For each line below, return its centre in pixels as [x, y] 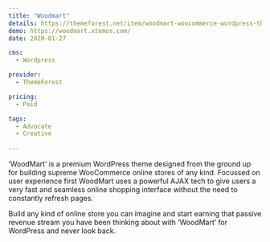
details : [23, 23]
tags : [17, 119]
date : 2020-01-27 [37, 38]
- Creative [34, 133]
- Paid [27, 104]
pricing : [23, 96]
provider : [25, 75]
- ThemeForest [39, 82]
